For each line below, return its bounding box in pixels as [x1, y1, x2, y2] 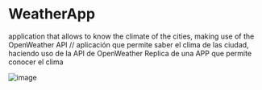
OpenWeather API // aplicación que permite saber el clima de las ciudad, [8, 39, 249, 49]
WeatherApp [8, 5, 95, 23]
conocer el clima [8, 57, 64, 67]
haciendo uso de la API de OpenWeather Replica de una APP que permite [8, 48, 252, 58]
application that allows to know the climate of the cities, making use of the [8, 31, 255, 41]
